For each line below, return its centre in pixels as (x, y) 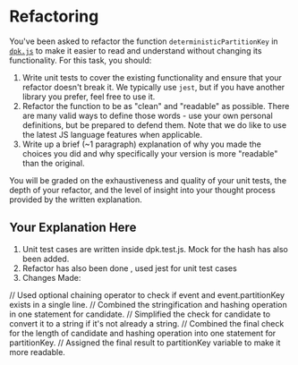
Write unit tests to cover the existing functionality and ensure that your (152, 77)
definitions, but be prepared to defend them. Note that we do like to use (154, 125)
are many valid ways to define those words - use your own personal (147, 115)
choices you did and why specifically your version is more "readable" (150, 153)
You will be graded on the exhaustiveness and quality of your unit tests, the (148, 180)
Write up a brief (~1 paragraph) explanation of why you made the (141, 144)
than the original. (53, 163)
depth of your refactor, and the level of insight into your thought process (142, 190)
